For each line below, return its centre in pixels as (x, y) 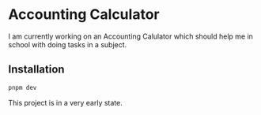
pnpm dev (23, 87)
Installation (36, 70)
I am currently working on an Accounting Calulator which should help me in (130, 36)
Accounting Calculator (84, 15)
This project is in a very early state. (65, 102)
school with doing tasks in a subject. (68, 44)
